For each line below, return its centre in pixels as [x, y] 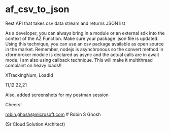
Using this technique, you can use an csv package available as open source [84, 43]
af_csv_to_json [37, 9]
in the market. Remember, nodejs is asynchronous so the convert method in [84, 49]
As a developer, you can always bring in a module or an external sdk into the [85, 33]
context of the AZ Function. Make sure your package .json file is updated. [82, 38]
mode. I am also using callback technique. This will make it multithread [79, 60]
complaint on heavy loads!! [33, 65]
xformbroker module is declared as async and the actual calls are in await [82, 55]
